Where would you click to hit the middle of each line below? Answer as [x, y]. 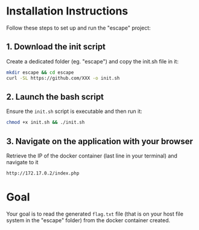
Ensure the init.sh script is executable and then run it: [74, 111]
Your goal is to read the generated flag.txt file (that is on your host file [95, 214]
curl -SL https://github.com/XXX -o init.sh [63, 78]
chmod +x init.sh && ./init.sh [46, 123]
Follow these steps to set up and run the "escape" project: [78, 28]
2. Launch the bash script [55, 97]
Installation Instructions [67, 11]
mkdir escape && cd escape [40, 72]
